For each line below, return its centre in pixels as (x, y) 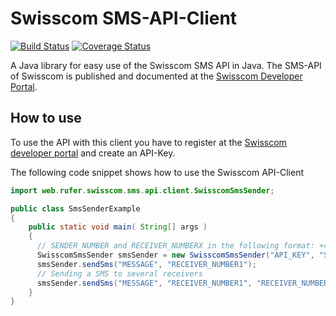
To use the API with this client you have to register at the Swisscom (148, 142)
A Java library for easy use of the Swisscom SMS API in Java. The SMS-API (166, 65)
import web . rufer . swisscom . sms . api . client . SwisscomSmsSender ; (142, 190)
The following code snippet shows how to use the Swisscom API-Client (157, 172)
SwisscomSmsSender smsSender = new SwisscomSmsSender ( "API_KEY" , (175, 255)
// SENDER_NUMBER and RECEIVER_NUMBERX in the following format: (175, 246)
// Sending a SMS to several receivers (119, 273)
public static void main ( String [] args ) (118, 227)
